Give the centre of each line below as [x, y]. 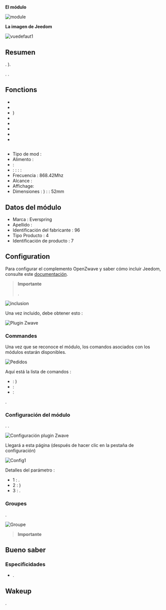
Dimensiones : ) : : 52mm [38, 192]
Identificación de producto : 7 [43, 241]
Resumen [20, 52]
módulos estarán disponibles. [36, 352]
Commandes [21, 336]
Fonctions [21, 90]
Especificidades [25, 564]
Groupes [16, 504]
